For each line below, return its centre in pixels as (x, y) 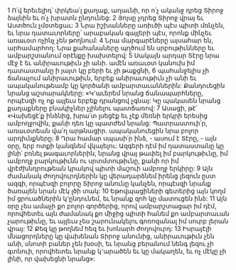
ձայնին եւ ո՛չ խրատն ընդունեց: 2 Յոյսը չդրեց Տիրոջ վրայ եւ (106, 18)
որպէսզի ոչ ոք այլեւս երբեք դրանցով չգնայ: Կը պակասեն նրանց (114, 101)
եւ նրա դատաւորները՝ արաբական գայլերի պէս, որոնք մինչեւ (109, 33)
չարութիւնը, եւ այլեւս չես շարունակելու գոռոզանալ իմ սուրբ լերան (118, 221)
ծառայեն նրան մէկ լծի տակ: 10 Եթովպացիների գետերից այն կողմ (117, 191)
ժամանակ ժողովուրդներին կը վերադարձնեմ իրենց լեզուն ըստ (112, 176)
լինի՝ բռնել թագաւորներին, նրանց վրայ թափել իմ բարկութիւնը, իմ (118, 153)
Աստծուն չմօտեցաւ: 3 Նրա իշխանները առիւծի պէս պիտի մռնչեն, (116, 25)
